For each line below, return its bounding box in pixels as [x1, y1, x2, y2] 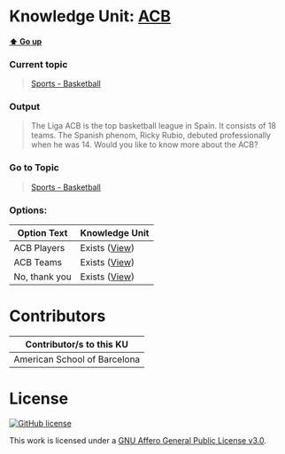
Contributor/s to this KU [25, 338, 129, 350]
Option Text [17, 226, 68, 239]
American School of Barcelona [13, 353, 141, 365]
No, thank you [13, 270, 73, 283]
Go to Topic [9, 161, 59, 174]
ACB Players [13, 241, 65, 254]
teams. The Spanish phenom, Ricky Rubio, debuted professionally [30, 130, 272, 141]
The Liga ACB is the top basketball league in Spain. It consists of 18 [30, 121, 277, 131]
